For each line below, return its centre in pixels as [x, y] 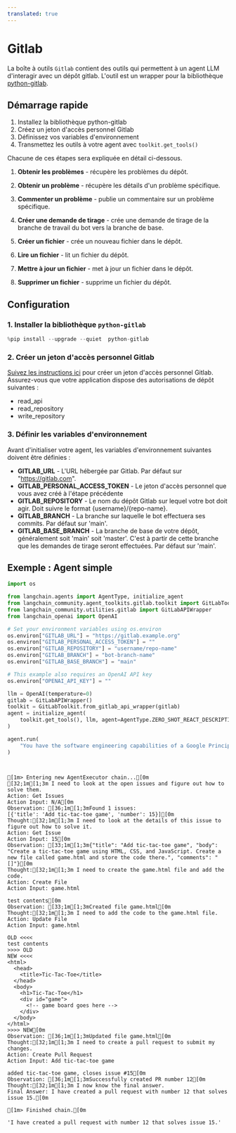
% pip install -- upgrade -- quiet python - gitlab [78, 339]
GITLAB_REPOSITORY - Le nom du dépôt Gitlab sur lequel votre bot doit [122, 501]
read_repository [40, 408]
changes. [20, 1049]
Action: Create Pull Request [50, 1054]
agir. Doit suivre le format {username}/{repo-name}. [92, 508]
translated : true [33, 14]
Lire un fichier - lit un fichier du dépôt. [73, 255]
